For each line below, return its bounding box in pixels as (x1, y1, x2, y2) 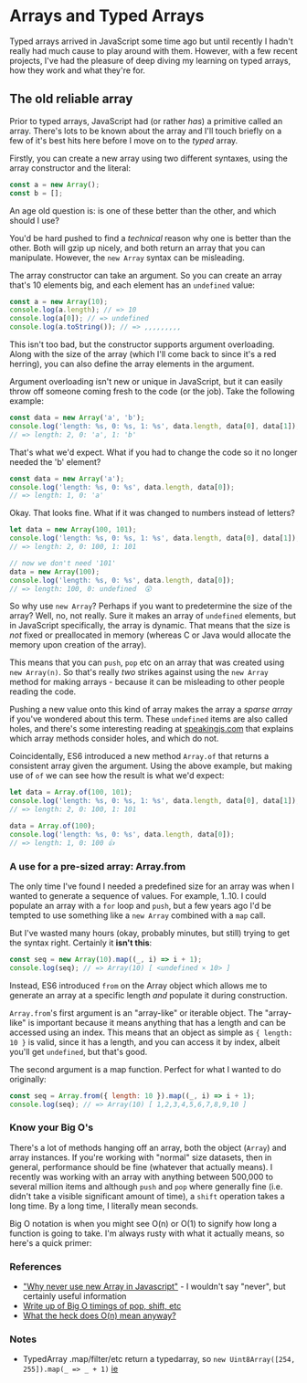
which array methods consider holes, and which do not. (9, 733, 219, 744)
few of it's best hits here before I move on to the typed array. (9, 134, 238, 146)
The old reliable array (9, 91, 133, 107)
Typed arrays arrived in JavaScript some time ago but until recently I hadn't (9, 36, 294, 47)
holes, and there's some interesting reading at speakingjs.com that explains (9, 723, 294, 734)
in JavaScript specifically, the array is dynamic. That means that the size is (9, 620, 291, 631)
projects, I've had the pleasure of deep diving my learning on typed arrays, (9, 55, 291, 66)
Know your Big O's (9, 1121, 94, 1134)
